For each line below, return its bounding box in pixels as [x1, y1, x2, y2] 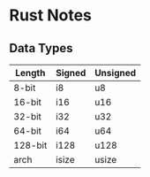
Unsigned [94, 67, 137, 79]
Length [14, 67, 46, 79]
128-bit [13, 139, 48, 151]
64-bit [13, 125, 42, 137]
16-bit [13, 96, 42, 108]
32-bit [13, 111, 42, 122]
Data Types [9, 41, 73, 56]
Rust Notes [9, 5, 93, 26]
